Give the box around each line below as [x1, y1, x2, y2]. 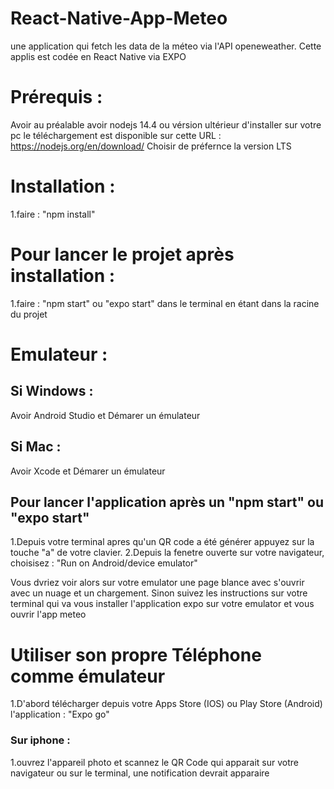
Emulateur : [10, 343, 108, 366]
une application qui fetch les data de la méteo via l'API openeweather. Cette [10, 40, 322, 52]
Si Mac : [10, 438, 62, 456]
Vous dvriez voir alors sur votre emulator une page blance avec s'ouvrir [10, 577, 305, 589]
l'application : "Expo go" [10, 708, 110, 721]
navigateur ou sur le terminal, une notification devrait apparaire [10, 767, 270, 779]
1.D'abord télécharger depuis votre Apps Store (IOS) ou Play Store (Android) [10, 698, 323, 710]
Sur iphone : [10, 733, 71, 747]
